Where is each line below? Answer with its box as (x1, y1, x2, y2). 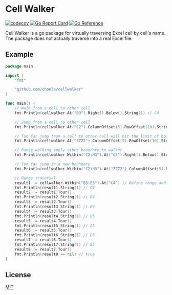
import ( (5, 73, 24, 78)
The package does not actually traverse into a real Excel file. (5, 35, 133, 41)
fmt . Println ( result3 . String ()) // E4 (14, 204, 95, 209)
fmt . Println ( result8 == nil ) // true (14, 252, 95, 257)
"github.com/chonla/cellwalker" (14, 87, 83, 92)
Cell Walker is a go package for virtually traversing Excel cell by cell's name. (5, 30, 166, 36)
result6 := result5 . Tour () (14, 228, 72, 233)
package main (5, 63, 33, 69)
